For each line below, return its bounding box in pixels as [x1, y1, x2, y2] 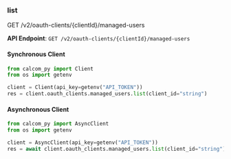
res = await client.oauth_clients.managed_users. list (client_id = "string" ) [7, 145, 226, 152]
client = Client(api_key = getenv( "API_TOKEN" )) [7, 84, 143, 91]
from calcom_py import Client [7, 65, 94, 72]
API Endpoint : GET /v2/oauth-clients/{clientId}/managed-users [7, 34, 190, 42]
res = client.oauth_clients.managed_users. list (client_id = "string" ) [7, 90, 208, 97]
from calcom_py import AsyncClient [7, 121, 109, 127]
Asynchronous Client [7, 105, 69, 113]
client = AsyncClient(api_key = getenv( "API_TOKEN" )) [7, 139, 158, 146]
